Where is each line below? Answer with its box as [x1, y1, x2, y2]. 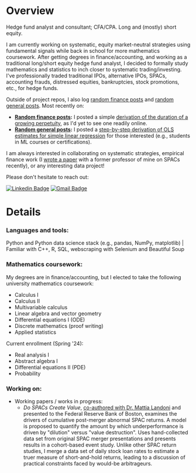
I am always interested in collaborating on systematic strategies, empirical [6, 149, 184, 156]
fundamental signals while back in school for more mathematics [6, 47, 160, 54]
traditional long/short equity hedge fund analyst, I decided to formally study [6, 60, 188, 67]
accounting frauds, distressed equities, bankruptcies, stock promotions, [6, 78, 180, 85]
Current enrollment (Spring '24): [6, 340, 84, 347]
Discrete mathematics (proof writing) [14, 322, 104, 329]
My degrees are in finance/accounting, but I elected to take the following [6, 273, 181, 280]
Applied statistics [14, 328, 57, 335]
